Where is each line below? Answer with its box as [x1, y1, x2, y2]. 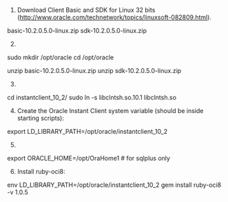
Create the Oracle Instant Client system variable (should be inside [17, 107, 204, 114]
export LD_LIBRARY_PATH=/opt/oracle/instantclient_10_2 [7, 128, 167, 135]
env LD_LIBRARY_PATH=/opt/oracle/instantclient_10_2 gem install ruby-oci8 [7, 181, 222, 189]
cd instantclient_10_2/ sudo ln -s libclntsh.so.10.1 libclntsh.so [7, 93, 177, 101]
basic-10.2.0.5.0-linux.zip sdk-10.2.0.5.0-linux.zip [7, 27, 147, 34]
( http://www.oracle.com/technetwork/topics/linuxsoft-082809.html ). [17, 13, 212, 21]
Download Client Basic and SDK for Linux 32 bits [17, 6, 156, 14]
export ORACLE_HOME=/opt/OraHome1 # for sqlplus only [7, 154, 171, 162]
